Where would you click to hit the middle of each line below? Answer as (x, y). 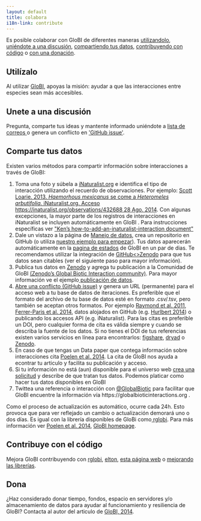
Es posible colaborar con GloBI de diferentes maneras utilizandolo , (88, 40)
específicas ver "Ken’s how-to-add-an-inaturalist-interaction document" (104, 229)
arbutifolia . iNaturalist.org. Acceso (57, 203)
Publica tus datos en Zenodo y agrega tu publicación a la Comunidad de (104, 267)
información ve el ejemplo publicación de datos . (74, 280)
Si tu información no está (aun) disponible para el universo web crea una (105, 369)
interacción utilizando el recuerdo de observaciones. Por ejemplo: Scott (103, 190)
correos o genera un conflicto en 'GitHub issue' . (65, 132)
